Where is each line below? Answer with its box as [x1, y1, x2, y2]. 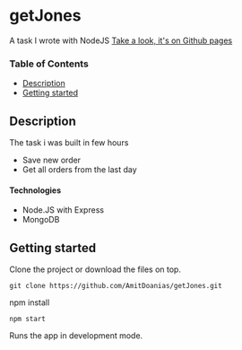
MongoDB [22, 214, 60, 225]
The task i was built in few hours [9, 137, 129, 148]
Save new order [22, 154, 82, 166]
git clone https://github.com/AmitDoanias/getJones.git [9, 282, 222, 291]
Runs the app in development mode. [9, 330, 143, 341]
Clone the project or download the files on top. [9, 264, 182, 275]
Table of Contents [9, 57, 90, 70]
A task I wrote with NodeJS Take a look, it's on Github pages [9, 35, 233, 46]
